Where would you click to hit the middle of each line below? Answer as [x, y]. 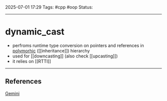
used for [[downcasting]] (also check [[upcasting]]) [65, 56]
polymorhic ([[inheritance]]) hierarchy [51, 50]
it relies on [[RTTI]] [32, 61]
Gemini [12, 93]
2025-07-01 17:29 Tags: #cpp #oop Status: [49, 7]
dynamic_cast [35, 32]
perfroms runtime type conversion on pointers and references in [78, 45]
